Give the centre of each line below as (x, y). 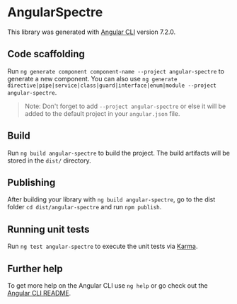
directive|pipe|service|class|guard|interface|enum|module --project (112, 86)
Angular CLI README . (39, 293)
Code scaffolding (46, 54)
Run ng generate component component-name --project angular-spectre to (116, 71)
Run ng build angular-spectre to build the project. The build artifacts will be (119, 153)
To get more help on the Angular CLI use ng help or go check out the (108, 286)
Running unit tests (48, 229)
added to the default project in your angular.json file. (102, 113)
